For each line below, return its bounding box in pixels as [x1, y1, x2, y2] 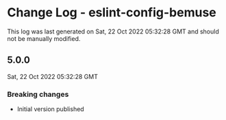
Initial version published [16, 105, 84, 113]
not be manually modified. [7, 34, 81, 42]
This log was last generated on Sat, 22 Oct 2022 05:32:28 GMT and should [7, 27, 219, 35]
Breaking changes [7, 89, 69, 99]
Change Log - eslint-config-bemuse [7, 5, 217, 20]
